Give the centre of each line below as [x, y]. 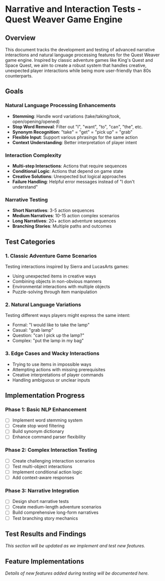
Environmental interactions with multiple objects [61, 286]
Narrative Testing [26, 199]
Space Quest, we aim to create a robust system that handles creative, [76, 65]
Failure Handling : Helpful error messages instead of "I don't [73, 182]
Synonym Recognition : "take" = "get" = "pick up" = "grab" [72, 132]
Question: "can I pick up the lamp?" [48, 335]
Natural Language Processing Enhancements [61, 106]
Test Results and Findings [46, 534]
